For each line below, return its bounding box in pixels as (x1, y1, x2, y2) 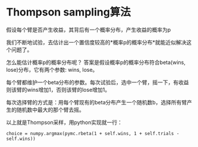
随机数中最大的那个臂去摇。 (16, 106, 84, 113)
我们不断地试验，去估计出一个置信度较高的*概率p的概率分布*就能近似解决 (6, 39, 187, 46)
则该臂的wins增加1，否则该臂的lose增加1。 (6, 86, 111, 93)
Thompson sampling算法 (6, 5, 131, 19)
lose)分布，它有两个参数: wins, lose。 (6, 66, 98, 73)
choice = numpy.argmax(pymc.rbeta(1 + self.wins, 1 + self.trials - (6, 130, 180, 136)
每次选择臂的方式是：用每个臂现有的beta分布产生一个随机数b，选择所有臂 (6, 98, 187, 106)
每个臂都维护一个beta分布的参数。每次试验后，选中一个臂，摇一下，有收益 (6, 78, 189, 86)
